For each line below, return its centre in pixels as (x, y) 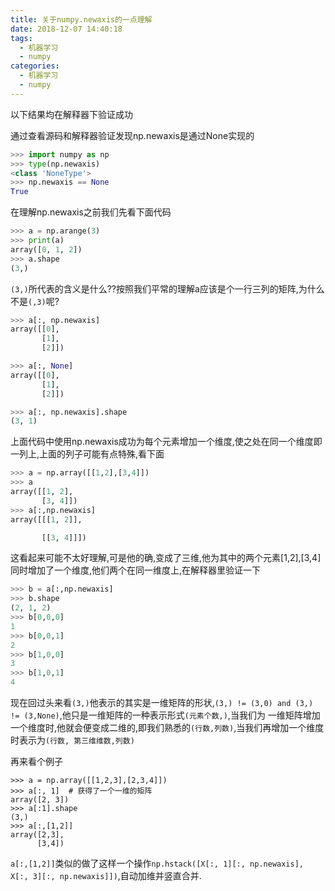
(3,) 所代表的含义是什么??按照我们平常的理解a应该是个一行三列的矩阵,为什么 (167, 288)
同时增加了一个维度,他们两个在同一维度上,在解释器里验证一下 (136, 570)
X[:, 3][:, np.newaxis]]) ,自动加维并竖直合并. (106, 875)
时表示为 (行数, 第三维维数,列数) (72, 740)
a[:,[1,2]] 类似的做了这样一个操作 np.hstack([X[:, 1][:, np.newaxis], (157, 863)
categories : (35, 66)
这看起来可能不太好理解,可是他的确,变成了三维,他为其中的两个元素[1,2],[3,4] (166, 558)
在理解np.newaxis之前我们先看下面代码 (91, 212)
